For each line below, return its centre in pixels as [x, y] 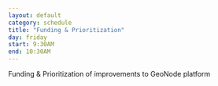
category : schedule [40, 23]
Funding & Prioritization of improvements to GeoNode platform [109, 74]
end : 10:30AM [30, 52]
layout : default [35, 15]
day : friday [28, 37]
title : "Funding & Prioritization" [67, 30]
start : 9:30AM [31, 45]
